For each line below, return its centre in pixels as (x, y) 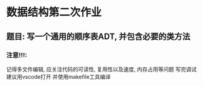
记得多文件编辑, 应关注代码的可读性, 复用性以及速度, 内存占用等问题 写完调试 (101, 69)
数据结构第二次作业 (54, 12)
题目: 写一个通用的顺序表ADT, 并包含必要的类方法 (98, 36)
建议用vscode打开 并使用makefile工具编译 (59, 76)
